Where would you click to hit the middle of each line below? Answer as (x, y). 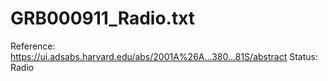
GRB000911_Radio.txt (103, 18)
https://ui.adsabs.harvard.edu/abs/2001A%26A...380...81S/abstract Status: (164, 56)
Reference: (33, 46)
